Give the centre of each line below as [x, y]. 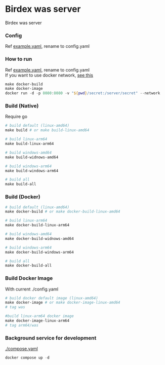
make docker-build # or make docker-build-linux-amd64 [63, 212]
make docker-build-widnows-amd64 [40, 238]
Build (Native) [22, 106]
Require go [16, 116]
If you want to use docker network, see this [49, 75]
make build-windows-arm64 [32, 171]
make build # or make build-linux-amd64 [47, 130]
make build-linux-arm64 [30, 144]
